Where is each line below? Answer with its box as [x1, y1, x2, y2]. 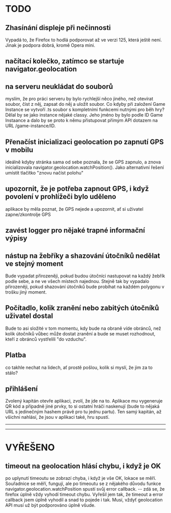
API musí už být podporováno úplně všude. [5, 502, 96, 508]
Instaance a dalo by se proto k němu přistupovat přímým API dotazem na [5, 118, 158, 124]
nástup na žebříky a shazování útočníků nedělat [5, 251, 160, 260]
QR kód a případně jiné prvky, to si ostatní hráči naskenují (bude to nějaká [5, 403, 160, 410]
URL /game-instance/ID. [5, 123, 56, 129]
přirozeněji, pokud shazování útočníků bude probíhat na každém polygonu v [5, 283, 164, 290]
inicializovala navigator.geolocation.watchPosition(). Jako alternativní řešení [5, 164, 164, 170]
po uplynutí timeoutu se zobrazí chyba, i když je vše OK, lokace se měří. [5, 475, 157, 481]
